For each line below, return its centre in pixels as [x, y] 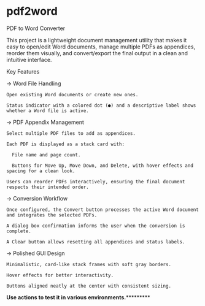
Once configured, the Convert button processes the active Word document [103, 210]
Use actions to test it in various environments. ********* [78, 297]
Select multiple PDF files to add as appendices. [71, 133]
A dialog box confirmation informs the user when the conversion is [96, 226]
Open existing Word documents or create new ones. [72, 94]
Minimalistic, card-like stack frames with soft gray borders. [89, 264]
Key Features [23, 71]
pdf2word [32, 11]
